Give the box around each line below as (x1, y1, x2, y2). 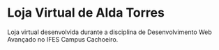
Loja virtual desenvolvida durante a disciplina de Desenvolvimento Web (7, 28, 213, 36)
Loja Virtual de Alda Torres (7, 5, 165, 21)
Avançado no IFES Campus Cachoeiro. (7, 35, 119, 43)
